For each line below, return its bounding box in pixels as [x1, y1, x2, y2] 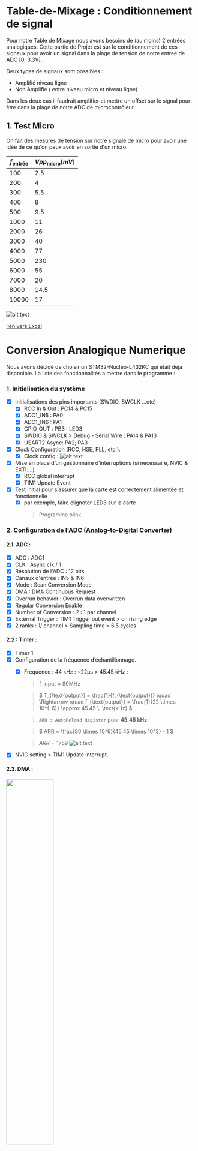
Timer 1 [14, 650, 34, 657]
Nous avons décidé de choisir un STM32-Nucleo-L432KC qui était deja [6, 363, 183, 370]
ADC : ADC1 [14, 554, 45, 561]
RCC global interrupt [23, 472, 75, 479]
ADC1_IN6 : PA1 [23, 419, 62, 426]
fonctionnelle [14, 492, 48, 500]
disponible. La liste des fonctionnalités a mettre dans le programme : [6, 369, 175, 377]
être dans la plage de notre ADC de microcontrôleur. [6, 103, 136, 110]
